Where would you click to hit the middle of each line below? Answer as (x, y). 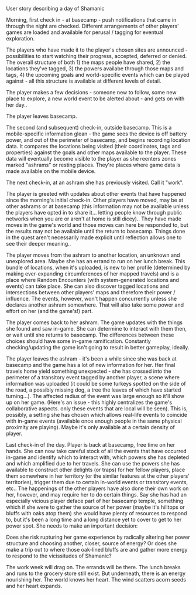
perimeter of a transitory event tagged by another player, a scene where (93, 377)
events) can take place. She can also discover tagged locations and (87, 286)
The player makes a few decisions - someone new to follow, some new (91, 92)
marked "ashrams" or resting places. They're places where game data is (93, 165)
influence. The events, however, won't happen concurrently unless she (92, 299)
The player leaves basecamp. (42, 116)
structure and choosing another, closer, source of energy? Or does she (92, 543)
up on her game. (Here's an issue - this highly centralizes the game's (89, 402)
